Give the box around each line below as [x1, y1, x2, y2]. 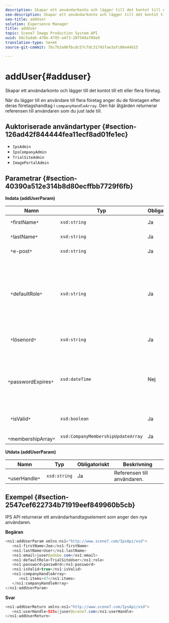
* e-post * [10, 248, 33, 255]
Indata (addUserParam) [5, 195, 55, 201]
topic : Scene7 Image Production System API [5, 31, 98, 36]
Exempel [5, 493, 33, 501]
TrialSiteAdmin [12, 155, 45, 160]
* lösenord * [10, 336, 37, 343]
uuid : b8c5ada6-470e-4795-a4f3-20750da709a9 [5, 36, 100, 41]
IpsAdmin [12, 144, 31, 150]
